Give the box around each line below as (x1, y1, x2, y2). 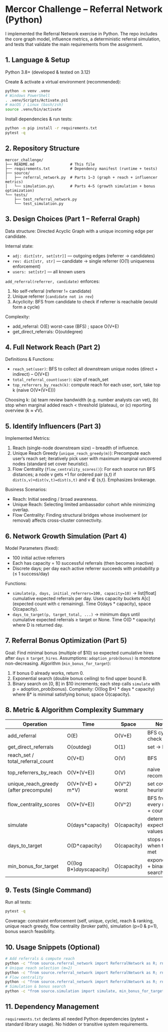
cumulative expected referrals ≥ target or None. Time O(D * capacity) (12, 616, 156, 623)
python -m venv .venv (5, 88, 50, 93)
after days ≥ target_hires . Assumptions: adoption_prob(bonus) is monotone (5, 655, 161, 661)
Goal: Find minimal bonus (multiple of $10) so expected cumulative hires (5, 650, 154, 656)
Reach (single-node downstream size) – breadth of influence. (12, 445, 139, 451)
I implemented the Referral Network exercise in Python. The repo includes (5, 30, 157, 36)
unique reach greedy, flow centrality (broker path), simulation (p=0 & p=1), (5, 923, 158, 929)
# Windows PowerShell (5, 93, 50, 98)
